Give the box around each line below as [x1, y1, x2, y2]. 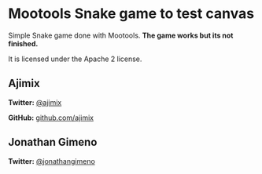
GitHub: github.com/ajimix [8, 113, 94, 122]
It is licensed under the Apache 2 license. [8, 54, 142, 63]
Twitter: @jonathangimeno [8, 156, 96, 165]
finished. [8, 38, 39, 48]
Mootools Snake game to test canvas [8, 5, 254, 23]
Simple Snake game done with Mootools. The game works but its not [8, 31, 234, 40]
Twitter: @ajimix [8, 97, 62, 107]
